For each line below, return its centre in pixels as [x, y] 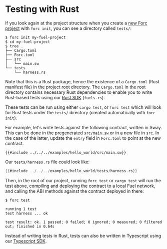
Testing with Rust [42, 9]
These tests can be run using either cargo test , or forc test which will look [83, 107]
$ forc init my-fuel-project [35, 37]
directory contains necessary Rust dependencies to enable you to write [79, 92]
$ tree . [14, 46]
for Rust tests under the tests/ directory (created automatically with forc [80, 112]
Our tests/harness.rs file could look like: [47, 162]
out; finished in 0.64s [30, 226]
